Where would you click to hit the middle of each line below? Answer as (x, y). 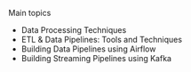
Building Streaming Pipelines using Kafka (96, 58)
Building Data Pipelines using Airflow (88, 49)
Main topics (30, 13)
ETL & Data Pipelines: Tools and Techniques (102, 40)
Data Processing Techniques (74, 30)
